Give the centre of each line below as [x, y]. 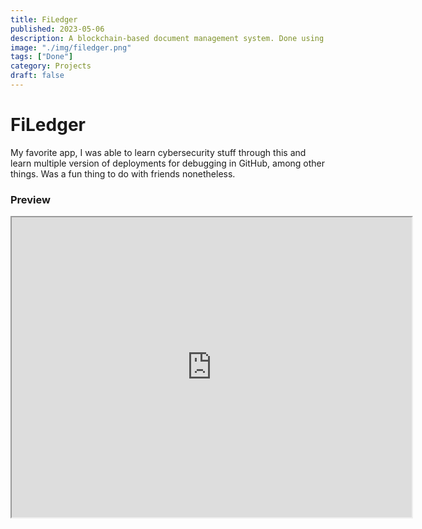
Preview [30, 199]
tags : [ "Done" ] [42, 57]
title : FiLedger [44, 19]
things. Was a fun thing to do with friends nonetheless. [123, 173]
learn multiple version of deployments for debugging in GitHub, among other [168, 163]
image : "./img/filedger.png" [71, 47]
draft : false [37, 76]
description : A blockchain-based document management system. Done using [167, 38]
